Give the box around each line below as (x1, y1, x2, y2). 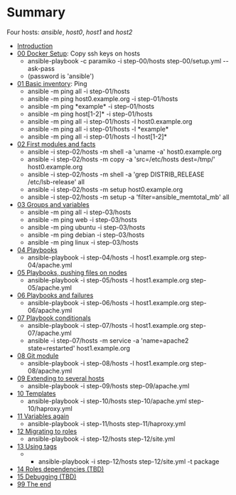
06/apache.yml (27, 306, 73, 314)
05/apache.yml (27, 283, 73, 292)
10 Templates (16, 389, 56, 398)
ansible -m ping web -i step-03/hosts (27, 215, 138, 224)
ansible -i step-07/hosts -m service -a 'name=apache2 (27, 336, 189, 345)
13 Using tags (16, 442, 58, 450)
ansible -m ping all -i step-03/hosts (27, 208, 132, 216)
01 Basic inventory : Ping (16, 79, 87, 87)
